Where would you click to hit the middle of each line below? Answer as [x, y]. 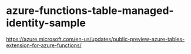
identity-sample [46, 23]
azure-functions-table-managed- [90, 11]
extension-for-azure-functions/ [44, 45]
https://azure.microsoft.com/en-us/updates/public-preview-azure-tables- [95, 39]
